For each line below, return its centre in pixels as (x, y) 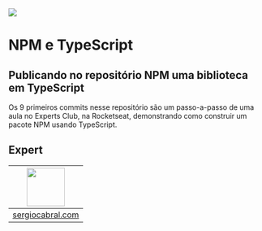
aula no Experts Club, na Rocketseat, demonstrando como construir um (128, 116)
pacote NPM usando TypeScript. (63, 124)
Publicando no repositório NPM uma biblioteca (129, 75)
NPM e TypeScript (71, 45)
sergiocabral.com (46, 215)
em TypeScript (47, 87)
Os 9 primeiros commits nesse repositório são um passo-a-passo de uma (131, 107)
